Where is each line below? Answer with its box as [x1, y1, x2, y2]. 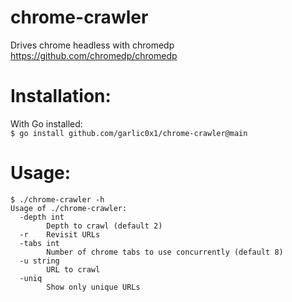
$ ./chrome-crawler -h [10, 194, 105, 205]
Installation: [10, 85, 112, 108]
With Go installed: [10, 117, 83, 130]
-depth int [19, 212, 65, 222]
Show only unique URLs [46, 282, 141, 292]
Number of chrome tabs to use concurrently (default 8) [46, 247, 284, 257]
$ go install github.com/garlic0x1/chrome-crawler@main [10, 128, 248, 138]
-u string [19, 256, 60, 266]
